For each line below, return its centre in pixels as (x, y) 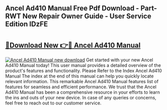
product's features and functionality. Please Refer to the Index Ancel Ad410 (83, 71)
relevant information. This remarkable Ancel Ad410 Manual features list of (82, 81)
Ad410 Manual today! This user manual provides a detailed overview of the (83, 65)
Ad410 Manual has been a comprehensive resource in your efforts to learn (83, 92)
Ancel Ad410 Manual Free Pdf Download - (72, 8)
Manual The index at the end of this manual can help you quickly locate (79, 76)
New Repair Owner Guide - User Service (87, 16)
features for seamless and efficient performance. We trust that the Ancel (81, 87)
